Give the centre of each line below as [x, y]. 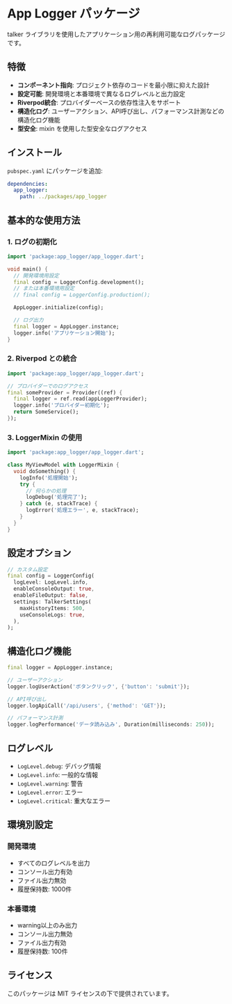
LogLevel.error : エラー [50, 792]
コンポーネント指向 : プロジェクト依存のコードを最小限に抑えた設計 [113, 85]
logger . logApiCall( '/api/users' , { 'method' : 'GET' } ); [87, 706]
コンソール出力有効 [45, 871]
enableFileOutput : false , [51, 596]
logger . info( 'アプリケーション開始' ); [64, 333]
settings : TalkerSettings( [52, 602]
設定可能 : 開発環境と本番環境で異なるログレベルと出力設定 [101, 93]
